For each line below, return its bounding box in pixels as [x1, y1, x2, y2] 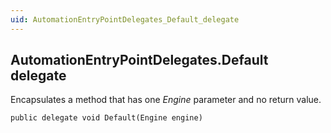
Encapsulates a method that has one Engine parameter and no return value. [10, 94, 322, 106]
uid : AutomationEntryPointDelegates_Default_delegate [10, 14, 240, 25]
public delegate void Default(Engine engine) [10, 113, 203, 123]
